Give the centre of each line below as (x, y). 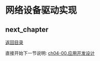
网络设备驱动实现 (41, 10)
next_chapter (27, 29)
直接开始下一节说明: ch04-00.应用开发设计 (50, 53)
